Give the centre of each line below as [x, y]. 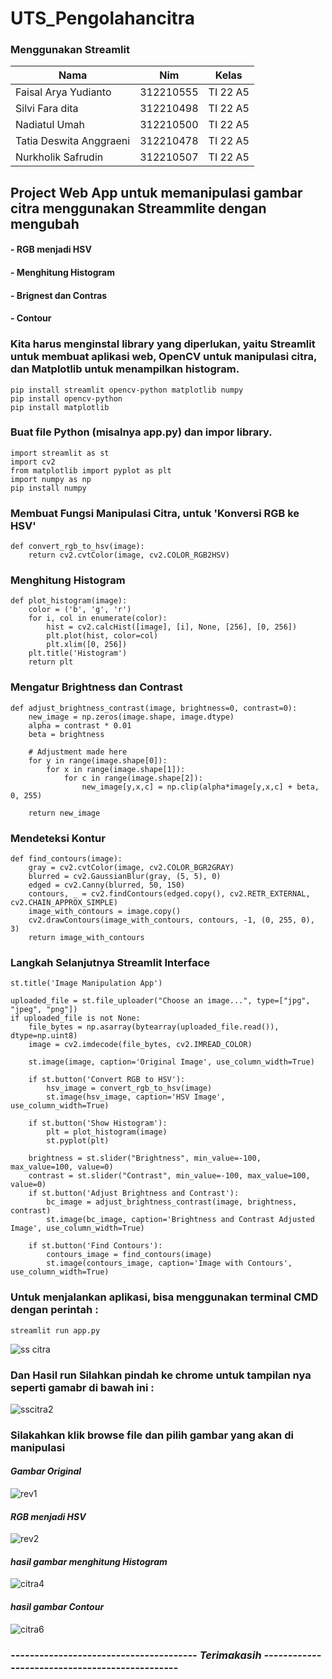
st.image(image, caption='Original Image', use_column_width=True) [171, 1062]
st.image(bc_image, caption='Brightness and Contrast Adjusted [180, 1220]
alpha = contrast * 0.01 [80, 725]
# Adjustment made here [78, 752]
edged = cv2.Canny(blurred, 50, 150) [107, 885]
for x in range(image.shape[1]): [116, 769]
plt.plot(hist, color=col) [102, 636]
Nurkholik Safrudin [59, 157]
